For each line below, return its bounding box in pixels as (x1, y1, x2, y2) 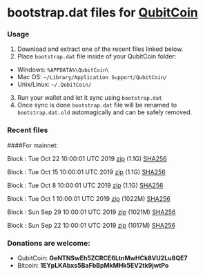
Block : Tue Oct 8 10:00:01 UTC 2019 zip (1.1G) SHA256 (7, 181, 164, 189)
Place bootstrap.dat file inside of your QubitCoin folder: (17, 52, 177, 61)
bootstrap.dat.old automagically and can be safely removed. (17, 108, 193, 116)
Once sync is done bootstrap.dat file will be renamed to (17, 101, 177, 109)
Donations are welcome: (7, 238, 91, 248)
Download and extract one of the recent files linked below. (17, 45, 184, 53)
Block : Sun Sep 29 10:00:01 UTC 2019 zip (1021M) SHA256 (7, 208, 176, 216)
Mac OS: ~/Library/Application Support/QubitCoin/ (17, 73, 168, 81)
